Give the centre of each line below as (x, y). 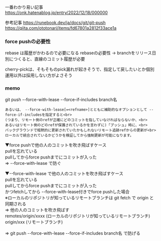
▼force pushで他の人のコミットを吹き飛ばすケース (56, 145)
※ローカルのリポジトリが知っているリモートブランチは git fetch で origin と (80, 197)
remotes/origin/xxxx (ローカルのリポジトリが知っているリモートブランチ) (78, 216)
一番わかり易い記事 (24, 7)
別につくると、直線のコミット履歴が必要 (45, 59)
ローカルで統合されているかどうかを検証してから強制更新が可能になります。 (69, 135)
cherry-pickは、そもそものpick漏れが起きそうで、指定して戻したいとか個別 (80, 69)
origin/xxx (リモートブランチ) (34, 222)
